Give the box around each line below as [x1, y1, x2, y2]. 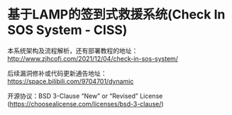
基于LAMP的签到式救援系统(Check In [7, 6, 226, 23]
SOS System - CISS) [7, 22, 128, 38]
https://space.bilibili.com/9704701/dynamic [7, 77, 134, 85]
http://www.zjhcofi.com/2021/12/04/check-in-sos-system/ [7, 54, 179, 62]
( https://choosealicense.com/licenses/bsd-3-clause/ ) [7, 99, 165, 108]
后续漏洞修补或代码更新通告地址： [7, 69, 107, 77]
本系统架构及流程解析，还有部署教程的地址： [7, 46, 138, 55]
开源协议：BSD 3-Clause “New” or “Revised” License [7, 92, 163, 100]
